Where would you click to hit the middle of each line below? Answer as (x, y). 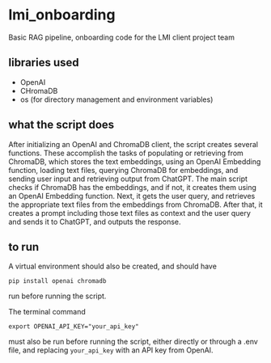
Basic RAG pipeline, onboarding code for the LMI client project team (121, 37)
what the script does (61, 125)
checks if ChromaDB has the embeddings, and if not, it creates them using (133, 187)
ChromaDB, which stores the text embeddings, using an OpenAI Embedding (135, 161)
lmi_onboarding (62, 15)
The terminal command (47, 312)
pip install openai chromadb (57, 281)
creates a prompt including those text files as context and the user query (129, 213)
